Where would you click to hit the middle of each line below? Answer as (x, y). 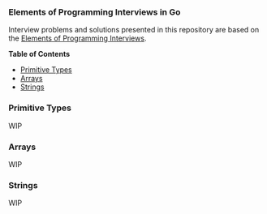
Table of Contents (39, 54)
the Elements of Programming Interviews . (78, 38)
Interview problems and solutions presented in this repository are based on (134, 30)
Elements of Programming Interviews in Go (95, 12)
